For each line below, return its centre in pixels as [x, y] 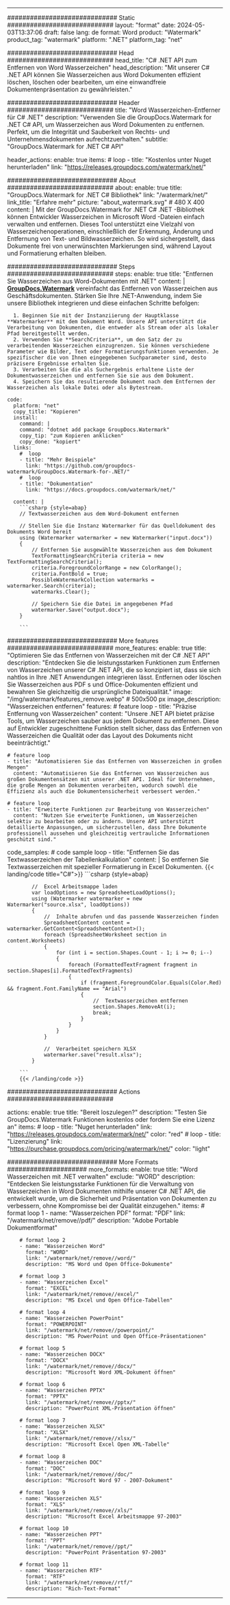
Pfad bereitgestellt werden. [49, 334]
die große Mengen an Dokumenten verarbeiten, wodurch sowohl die [102, 785]
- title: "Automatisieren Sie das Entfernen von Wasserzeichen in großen [115, 761]
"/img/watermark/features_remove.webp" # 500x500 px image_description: [114, 699]
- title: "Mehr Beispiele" [58, 460]
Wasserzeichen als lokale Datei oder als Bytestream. [86, 388]
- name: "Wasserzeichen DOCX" [63, 1354]
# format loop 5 [43, 1348]
